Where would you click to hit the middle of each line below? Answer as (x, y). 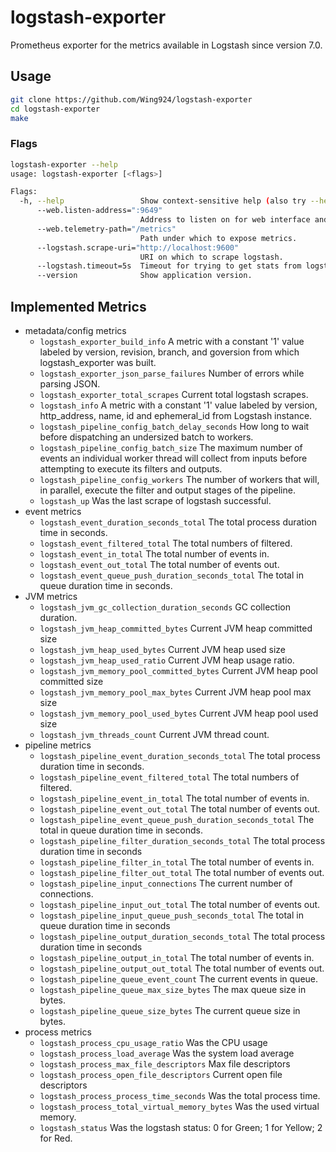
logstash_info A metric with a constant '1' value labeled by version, (178, 405)
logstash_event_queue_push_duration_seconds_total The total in (171, 575)
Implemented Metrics (78, 306)
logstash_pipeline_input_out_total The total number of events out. (180, 904)
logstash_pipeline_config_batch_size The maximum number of (171, 447)
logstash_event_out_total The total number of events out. (159, 564)
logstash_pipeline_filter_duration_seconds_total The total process (182, 840)
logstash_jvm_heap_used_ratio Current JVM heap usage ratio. (167, 660)
